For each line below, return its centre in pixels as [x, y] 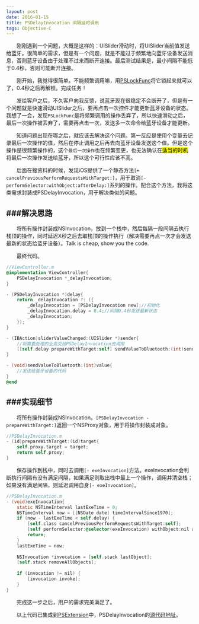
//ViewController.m [30, 268]
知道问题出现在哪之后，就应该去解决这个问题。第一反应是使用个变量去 [102, 136]
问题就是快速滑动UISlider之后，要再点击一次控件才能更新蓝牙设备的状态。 [101, 108]
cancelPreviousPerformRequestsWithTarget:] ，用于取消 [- [76, 178]
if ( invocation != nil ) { [49, 574]
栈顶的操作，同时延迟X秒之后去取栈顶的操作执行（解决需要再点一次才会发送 [99, 236]
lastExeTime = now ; [41, 546]
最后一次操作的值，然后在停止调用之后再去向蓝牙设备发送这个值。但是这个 [102, 143]
